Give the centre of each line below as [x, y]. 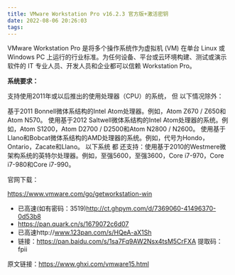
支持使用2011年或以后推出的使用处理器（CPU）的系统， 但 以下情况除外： [115, 96]
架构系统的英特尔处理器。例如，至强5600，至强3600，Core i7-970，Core [116, 156]
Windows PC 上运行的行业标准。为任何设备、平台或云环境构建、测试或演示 [117, 57]
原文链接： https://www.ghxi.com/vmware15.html [78, 264]
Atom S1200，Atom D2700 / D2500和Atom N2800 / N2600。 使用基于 [122, 129]
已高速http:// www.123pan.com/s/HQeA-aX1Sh [84, 232]
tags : [15, 27]
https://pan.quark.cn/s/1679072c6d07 [73, 224]
